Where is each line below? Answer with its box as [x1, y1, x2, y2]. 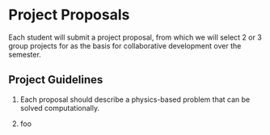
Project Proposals [8, 6, 130, 24]
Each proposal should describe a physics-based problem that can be [19, 95, 251, 104]
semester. [8, 49, 42, 59]
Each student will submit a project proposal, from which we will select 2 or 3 [8, 32, 263, 42]
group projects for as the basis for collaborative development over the [8, 40, 242, 50]
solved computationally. [19, 103, 99, 112]
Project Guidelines [8, 73, 103, 86]
